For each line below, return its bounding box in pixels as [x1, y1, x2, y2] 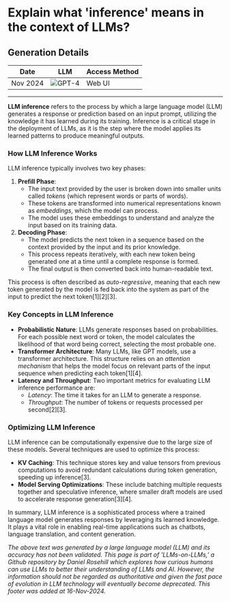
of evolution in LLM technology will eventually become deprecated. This [8, 579, 211, 588]
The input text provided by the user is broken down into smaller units [27, 185, 221, 193]
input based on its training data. [27, 221, 117, 229]
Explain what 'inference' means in [8, 5, 204, 21]
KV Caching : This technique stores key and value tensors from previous [17, 458, 221, 466]
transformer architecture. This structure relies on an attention [17, 354, 190, 362]
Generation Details [8, 47, 89, 58]
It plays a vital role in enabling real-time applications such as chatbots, [8, 523, 205, 531]
